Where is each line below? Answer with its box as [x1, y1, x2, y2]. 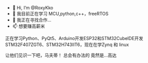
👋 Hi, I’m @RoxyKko [12, 5, 53, 10]
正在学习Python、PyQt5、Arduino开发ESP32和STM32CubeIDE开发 [5, 35, 143, 41]
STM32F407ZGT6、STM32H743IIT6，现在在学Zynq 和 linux [5, 41, 129, 47]
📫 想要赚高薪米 [12, 23, 45, 29]
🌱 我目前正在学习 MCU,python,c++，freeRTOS [12, 10, 109, 16]
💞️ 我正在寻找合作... [12, 17, 51, 22]
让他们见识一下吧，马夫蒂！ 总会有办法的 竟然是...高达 [5, 52, 116, 58]
